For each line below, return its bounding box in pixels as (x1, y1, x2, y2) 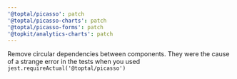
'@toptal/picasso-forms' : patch (7, 23, 104, 31)
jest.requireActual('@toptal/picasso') (7, 65, 126, 72)
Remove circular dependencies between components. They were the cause (7, 50, 230, 58)
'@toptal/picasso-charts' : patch (7, 17, 107, 24)
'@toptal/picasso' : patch (7, 10, 84, 18)
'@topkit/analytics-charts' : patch (7, 30, 114, 38)
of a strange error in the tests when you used (7, 58, 141, 66)
